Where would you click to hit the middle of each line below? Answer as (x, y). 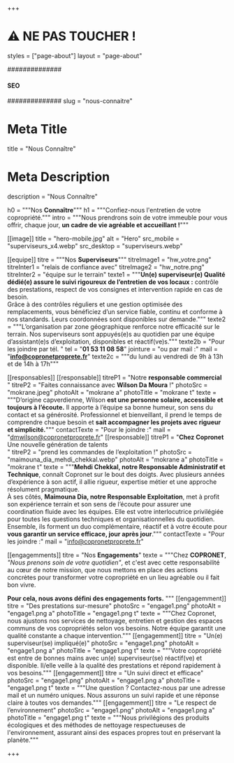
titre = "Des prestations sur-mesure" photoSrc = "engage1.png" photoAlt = (114, 606)
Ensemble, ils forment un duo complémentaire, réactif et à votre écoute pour (117, 527)
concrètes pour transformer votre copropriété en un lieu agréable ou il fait (114, 578)
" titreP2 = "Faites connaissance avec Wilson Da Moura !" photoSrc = (108, 385)
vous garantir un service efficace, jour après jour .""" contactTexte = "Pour (116, 534)
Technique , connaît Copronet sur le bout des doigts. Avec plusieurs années (116, 475)
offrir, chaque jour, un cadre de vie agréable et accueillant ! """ (98, 225)
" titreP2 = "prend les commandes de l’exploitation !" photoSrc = (100, 452)
